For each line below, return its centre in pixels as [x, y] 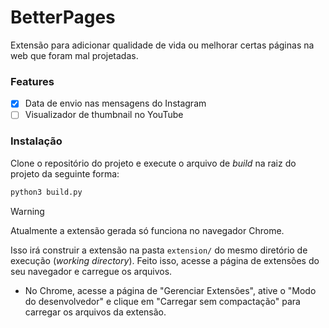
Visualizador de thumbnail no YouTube [104, 115]
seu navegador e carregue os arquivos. [91, 271]
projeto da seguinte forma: [65, 173]
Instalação [36, 141]
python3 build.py [46, 192]
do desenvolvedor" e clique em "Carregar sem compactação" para [162, 301]
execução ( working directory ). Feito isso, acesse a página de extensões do [165, 260]
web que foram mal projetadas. [74, 55]
